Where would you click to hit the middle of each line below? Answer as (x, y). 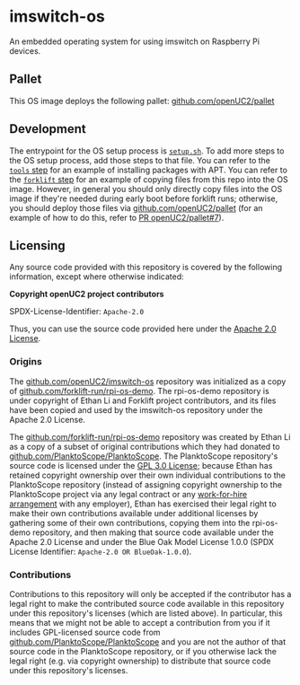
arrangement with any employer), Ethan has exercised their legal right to (143, 504)
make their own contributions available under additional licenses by (134, 513)
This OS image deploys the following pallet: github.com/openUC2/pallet (142, 101)
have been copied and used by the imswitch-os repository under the (136, 409)
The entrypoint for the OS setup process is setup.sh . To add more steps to (147, 151)
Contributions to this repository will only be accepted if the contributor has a (150, 593)
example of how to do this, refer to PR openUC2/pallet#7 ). (117, 217)
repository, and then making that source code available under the (153, 532)
